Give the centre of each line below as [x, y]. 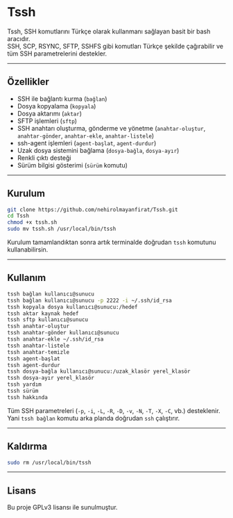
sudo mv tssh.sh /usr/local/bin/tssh [62, 229]
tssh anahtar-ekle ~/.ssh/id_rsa [55, 339]
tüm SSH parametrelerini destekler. [57, 54]
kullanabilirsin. [28, 250]
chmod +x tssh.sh [32, 222]
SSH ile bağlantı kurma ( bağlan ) [62, 99]
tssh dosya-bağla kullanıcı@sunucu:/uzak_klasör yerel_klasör [99, 372]
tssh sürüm [23, 391]
